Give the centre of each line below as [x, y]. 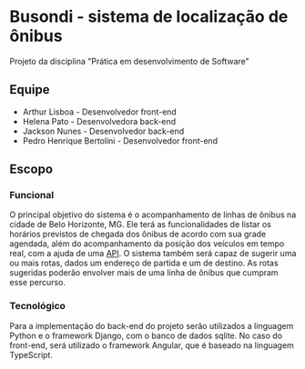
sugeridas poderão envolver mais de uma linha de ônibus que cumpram [144, 273]
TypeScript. [31, 354]
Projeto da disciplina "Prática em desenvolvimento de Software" [130, 61]
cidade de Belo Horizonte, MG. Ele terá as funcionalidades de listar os [140, 224]
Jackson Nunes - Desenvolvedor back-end [103, 131]
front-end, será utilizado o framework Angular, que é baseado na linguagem [152, 345]
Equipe [30, 90]
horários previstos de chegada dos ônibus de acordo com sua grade [138, 234]
